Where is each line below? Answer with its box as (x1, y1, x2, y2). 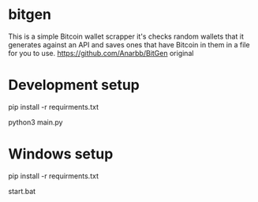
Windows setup (8, 145, 114, 163)
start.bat (8, 186, 36, 196)
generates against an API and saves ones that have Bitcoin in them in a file (8, 39, 250, 49)
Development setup (8, 77, 140, 94)
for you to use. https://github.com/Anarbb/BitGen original (8, 48, 194, 58)
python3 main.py (8, 117, 63, 127)
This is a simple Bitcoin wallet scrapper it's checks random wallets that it (8, 32, 245, 41)
